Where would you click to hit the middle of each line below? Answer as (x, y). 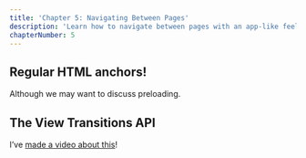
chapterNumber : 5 (42, 35)
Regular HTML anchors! (78, 72)
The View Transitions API (83, 123)
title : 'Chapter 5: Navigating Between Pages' (99, 18)
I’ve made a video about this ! (64, 144)
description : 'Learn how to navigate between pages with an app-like (144, 26)
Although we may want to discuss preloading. (95, 94)
